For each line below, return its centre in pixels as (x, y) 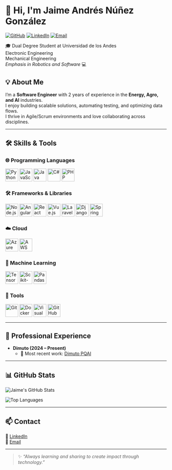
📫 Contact (23, 421)
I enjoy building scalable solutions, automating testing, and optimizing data (84, 105)
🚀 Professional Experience (48, 336)
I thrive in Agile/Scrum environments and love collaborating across (76, 116)
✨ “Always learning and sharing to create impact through (78, 457)
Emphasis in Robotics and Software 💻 (46, 64)
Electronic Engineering (29, 53)
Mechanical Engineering (31, 58)
